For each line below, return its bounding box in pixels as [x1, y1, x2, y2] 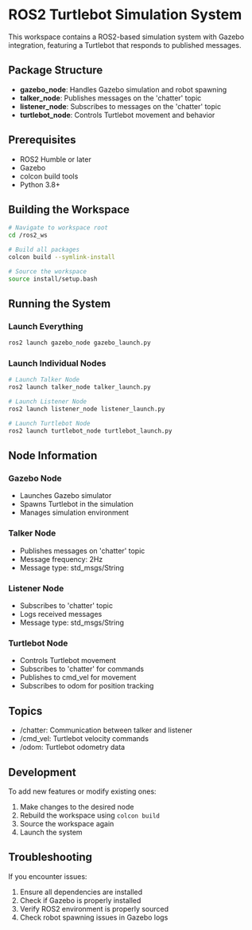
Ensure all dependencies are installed [19, 887, 143, 897]
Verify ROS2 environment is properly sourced [19, 904, 169, 913]
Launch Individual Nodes [8, 358, 107, 369]
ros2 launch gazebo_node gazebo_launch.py [8, 339, 151, 347]
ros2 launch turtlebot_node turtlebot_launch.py [8, 426, 173, 435]
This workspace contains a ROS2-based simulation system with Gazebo [8, 32, 245, 41]
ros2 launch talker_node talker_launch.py [8, 383, 151, 391]
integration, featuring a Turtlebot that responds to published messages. [8, 40, 242, 49]
